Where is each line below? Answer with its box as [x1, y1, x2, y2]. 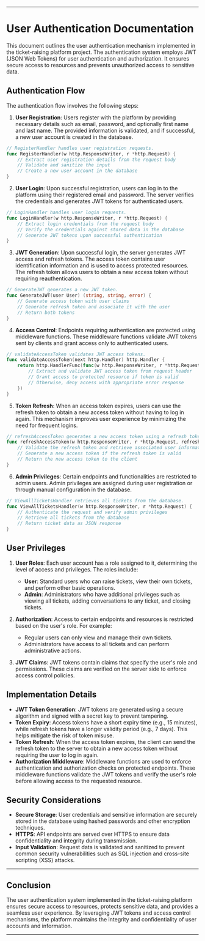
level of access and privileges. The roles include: [15, 565, 138, 573]
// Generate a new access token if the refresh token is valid [17, 450, 182, 456]
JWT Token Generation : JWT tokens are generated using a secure [15, 705, 184, 713]
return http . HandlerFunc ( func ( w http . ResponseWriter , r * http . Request [17, 362, 201, 369]
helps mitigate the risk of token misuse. [15, 732, 114, 739]
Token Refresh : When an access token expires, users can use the [15, 402, 181, 409]
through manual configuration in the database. [15, 486, 132, 493]
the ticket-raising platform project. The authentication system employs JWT [6, 48, 196, 56]
